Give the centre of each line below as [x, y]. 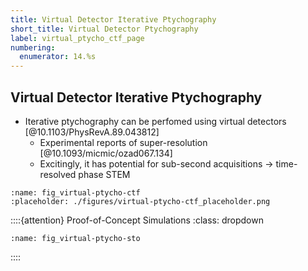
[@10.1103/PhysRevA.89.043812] [92, 132]
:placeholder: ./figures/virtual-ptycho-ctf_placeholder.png [140, 201]
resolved [58, 174]
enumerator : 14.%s [58, 57]
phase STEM [104, 174]
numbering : [33, 47]
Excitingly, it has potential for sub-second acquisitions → [156, 163]
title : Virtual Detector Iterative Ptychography [113, 19]
